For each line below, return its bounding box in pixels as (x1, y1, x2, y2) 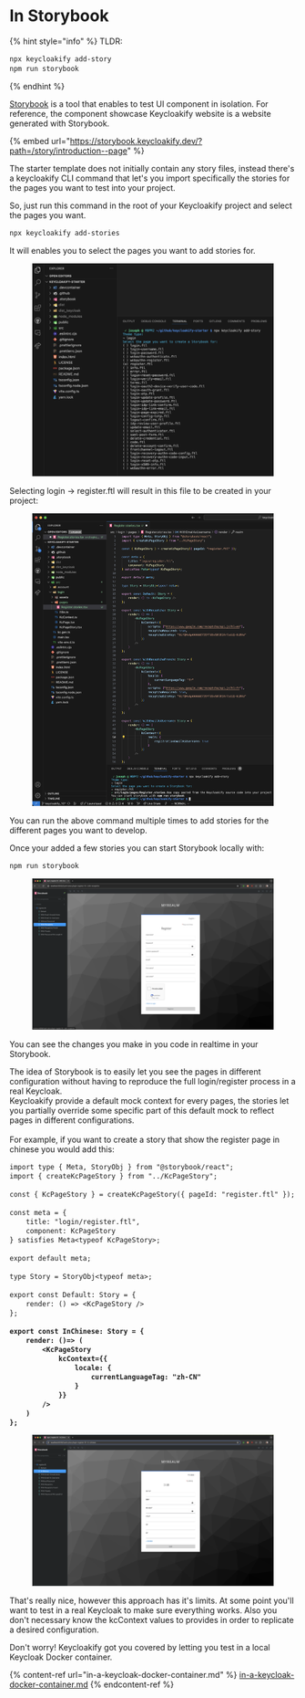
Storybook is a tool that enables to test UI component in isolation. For (9, 98, 269, 110)
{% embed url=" (9, 135, 71, 146)
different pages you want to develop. (9, 825, 147, 836)
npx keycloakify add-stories (9, 228, 120, 237)
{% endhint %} (9, 80, 66, 91)
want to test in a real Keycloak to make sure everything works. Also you (9, 1605, 278, 1616)
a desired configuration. (9, 1624, 99, 1635)
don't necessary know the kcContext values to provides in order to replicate (9, 1615, 294, 1626)
